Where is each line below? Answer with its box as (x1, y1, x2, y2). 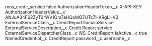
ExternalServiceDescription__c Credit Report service (5, 25, 113, 31)
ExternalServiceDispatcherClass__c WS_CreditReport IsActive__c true (5, 30, 148, 36)
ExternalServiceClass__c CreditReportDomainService (5, 20, 114, 25)
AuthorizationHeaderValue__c (5, 9, 66, 15)
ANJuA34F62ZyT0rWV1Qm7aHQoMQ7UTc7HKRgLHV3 (5, 14, 119, 20)
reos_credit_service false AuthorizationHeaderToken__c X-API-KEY (5, 4, 142, 9)
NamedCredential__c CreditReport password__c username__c (5, 36, 131, 41)
